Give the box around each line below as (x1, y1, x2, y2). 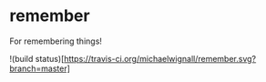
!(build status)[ (9, 53, 65, 64)
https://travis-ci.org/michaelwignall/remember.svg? (63, 53, 257, 64)
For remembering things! (9, 36, 103, 46)
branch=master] (9, 63, 71, 74)
